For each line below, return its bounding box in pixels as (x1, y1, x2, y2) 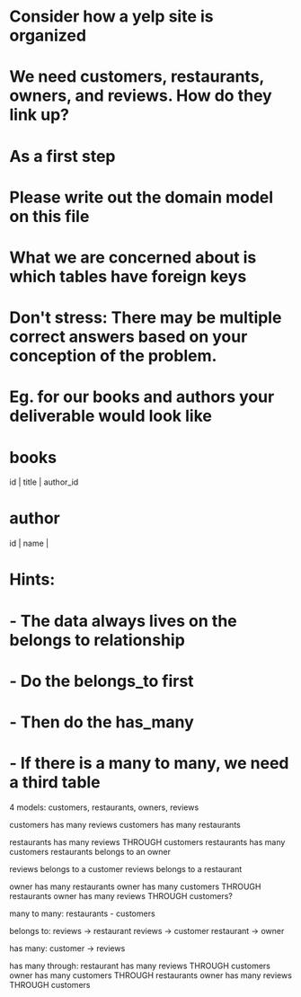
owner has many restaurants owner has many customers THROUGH (9, 881, 261, 892)
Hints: (9, 569, 56, 590)
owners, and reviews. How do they (9, 85, 272, 106)
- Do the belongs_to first (9, 671, 195, 691)
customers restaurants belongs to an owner (9, 846, 171, 857)
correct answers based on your (9, 326, 248, 347)
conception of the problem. (9, 346, 217, 366)
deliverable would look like (9, 406, 213, 426)
